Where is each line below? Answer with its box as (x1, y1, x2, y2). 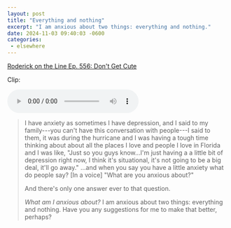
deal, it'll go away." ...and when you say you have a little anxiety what (24, 164, 224, 171)
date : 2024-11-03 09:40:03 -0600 (7, 29, 105, 37)
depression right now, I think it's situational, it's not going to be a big (24, 156, 222, 164)
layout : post (7, 10, 45, 17)
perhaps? (24, 213, 52, 221)
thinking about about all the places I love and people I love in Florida (24, 141, 220, 149)
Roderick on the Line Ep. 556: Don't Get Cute (7, 62, 137, 70)
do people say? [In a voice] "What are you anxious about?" (24, 171, 194, 179)
